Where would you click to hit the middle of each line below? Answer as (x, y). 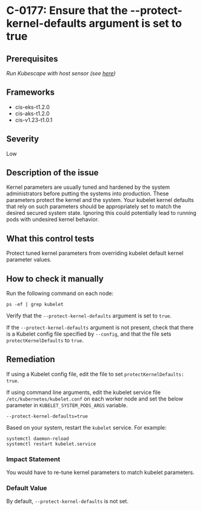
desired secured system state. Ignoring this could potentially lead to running (101, 213)
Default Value (27, 488)
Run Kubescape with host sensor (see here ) (61, 73)
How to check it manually (55, 279)
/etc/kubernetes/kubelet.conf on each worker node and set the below (95, 399)
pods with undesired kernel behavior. (52, 220)
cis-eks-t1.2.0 (32, 107)
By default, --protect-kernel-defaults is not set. (67, 501)
